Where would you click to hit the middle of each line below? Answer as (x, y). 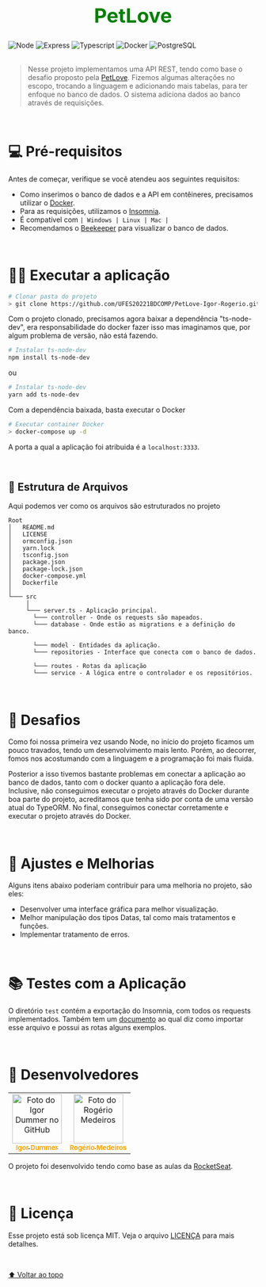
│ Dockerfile (33, 583)
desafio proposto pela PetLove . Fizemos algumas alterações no (131, 77)
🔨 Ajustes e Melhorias (81, 863)
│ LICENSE (28, 535)
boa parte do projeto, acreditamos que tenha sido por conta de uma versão (131, 800)
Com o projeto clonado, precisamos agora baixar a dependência (113, 319)
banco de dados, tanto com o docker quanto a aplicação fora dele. (117, 782)
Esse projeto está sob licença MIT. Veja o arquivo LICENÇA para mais (122, 1235)
